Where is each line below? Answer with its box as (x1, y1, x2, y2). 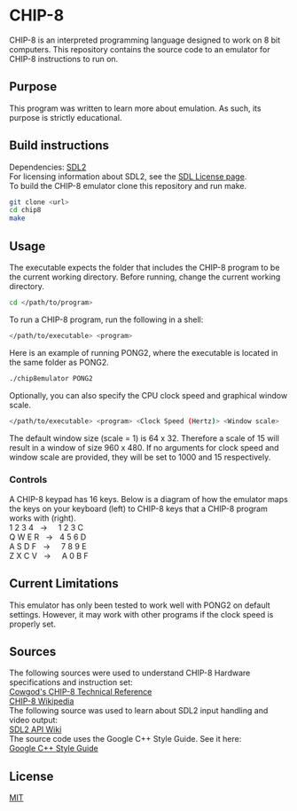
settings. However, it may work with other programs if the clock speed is (9, 609, 274, 619)
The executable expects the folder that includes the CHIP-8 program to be (9, 263, 280, 272)
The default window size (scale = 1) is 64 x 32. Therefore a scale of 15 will (9, 432, 279, 444)
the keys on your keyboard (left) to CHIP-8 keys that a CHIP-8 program (9, 503, 268, 514)
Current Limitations (9, 576, 120, 591)
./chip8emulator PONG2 (9, 374, 93, 382)
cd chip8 (9, 206, 42, 215)
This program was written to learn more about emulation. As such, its (9, 103, 262, 114)
